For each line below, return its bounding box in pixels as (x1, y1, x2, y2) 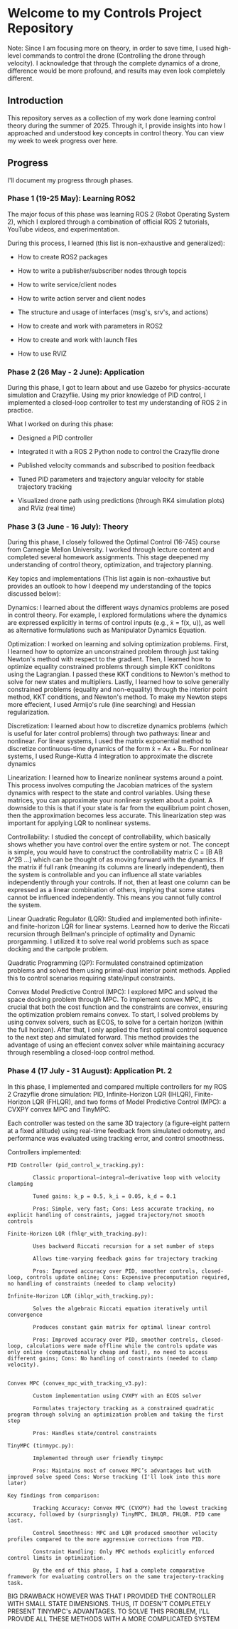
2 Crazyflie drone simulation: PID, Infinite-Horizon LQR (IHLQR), (7, 1090, 193, 1098)
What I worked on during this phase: (7, 420, 114, 428)
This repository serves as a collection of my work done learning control (7, 113, 217, 122)
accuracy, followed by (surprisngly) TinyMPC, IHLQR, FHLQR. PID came (7, 1511, 221, 1518)
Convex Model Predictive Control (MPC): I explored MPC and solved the (7, 988, 218, 996)
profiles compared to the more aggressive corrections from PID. (7, 1536, 205, 1543)
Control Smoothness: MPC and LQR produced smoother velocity (33, 1529, 218, 1536)
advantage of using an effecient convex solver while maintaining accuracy (7, 1040, 225, 1049)
